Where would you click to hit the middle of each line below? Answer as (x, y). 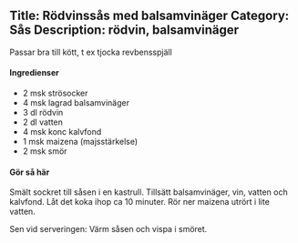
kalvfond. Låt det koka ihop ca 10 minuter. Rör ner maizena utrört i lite (140, 202)
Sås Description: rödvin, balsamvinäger (124, 30)
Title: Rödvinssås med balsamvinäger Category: (149, 16)
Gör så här (30, 172)
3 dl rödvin (43, 113)
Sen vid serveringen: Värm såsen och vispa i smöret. (108, 229)
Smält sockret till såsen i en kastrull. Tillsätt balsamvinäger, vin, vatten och (149, 192)
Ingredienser (34, 73)
